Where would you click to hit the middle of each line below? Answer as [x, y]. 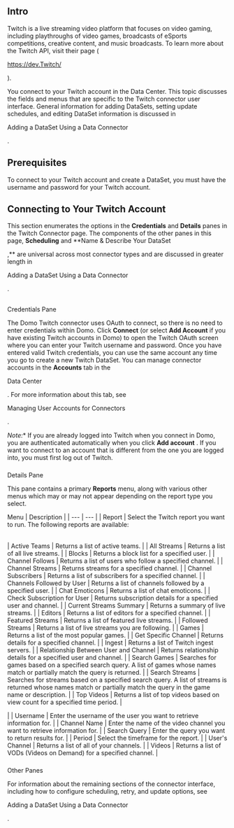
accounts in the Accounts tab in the [59, 367]
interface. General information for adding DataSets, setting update [102, 106]
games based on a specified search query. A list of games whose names [112, 665]
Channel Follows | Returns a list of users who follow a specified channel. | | [115, 561]
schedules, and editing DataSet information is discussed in [92, 113]
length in [20, 262]
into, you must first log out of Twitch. [60, 457]
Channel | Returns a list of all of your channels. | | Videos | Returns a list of [114, 745]
